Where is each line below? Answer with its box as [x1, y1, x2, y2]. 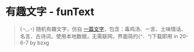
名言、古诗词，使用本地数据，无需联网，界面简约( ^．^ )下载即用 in [19, 32, 178, 39]
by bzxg [29, 39, 49, 46]
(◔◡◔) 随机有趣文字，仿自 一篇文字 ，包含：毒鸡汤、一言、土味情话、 [19, 25, 187, 32]
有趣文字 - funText [5, 5, 94, 18]
